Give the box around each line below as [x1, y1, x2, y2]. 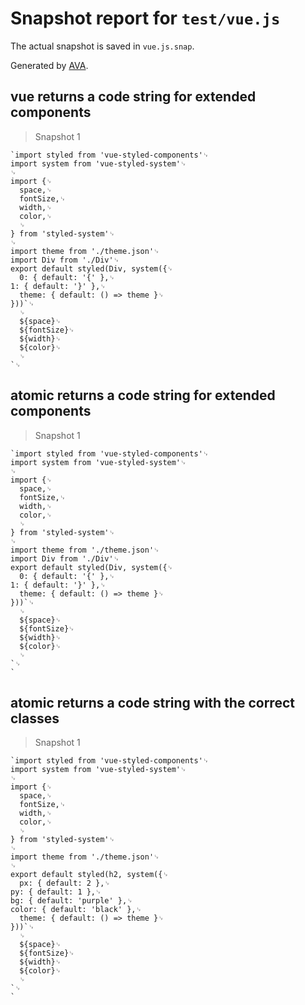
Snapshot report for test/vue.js [10, 7, 281, 30]
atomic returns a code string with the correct [10, 694, 295, 711]
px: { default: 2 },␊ [19, 878, 111, 889]
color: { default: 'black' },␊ [10, 905, 142, 915]
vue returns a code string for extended [10, 88, 257, 106]
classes [10, 710, 60, 727]
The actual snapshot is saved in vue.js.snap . [10, 40, 195, 52]
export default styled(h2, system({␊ [10, 870, 169, 880]
